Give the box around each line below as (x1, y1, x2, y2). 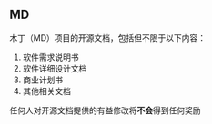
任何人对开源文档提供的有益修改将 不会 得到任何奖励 (9, 104, 201, 116)
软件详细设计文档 (22, 62, 87, 73)
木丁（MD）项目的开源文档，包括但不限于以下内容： (9, 32, 207, 43)
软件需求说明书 (22, 52, 79, 62)
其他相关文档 (22, 85, 71, 96)
